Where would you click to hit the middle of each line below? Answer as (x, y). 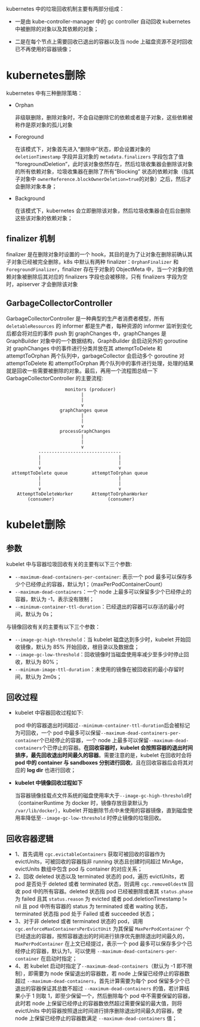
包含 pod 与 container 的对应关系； (99, 869)
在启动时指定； (59, 959)
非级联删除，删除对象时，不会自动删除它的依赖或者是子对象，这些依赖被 (104, 117)
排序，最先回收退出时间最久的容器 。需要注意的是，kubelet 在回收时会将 (103, 755)
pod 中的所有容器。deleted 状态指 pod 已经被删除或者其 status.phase (107, 891)
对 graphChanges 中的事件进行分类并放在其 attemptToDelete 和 (84, 348)
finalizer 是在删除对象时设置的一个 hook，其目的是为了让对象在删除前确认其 (99, 254)
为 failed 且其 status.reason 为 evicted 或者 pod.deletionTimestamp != (101, 899)
